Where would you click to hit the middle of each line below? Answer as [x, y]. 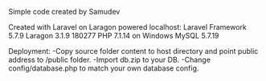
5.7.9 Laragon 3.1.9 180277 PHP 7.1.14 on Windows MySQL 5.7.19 [114, 36]
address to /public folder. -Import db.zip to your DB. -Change [110, 60]
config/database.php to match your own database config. [104, 68]
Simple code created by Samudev [64, 12]
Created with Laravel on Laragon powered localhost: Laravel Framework [127, 27]
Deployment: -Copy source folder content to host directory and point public [133, 51]
